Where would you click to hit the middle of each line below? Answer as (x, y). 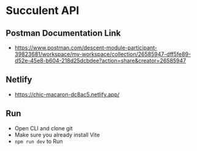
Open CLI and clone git (43, 128)
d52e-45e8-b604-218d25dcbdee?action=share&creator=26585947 (100, 61)
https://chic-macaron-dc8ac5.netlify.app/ (67, 94)
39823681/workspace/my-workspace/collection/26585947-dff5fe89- (102, 54)
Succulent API (43, 11)
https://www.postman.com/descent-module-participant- (86, 47)
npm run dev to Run (39, 141)
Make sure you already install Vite (57, 135)
